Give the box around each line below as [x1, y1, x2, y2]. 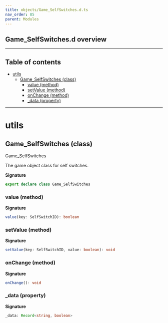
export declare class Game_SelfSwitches [5, 182, 91, 187]
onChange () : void [5, 280, 41, 285]
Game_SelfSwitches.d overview [5, 35, 107, 43]
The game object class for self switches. [5, 163, 89, 168]
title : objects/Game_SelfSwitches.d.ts [5, 7, 88, 12]
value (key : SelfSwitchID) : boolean [5, 215, 79, 220]
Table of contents [5, 58, 61, 66]
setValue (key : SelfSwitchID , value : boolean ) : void [5, 248, 115, 253]
